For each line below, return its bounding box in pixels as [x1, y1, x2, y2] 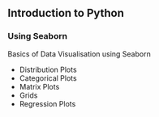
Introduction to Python [7, 6, 125, 20]
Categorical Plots [19, 73, 78, 83]
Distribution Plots [19, 65, 78, 74]
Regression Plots [19, 98, 76, 108]
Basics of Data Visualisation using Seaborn [7, 48, 151, 59]
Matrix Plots [19, 81, 60, 91]
